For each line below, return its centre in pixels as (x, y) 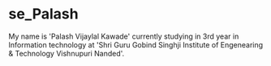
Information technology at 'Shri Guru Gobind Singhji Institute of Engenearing (136, 44)
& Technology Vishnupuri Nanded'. (67, 53)
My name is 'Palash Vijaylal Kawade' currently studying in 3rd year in (124, 36)
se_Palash (43, 14)
